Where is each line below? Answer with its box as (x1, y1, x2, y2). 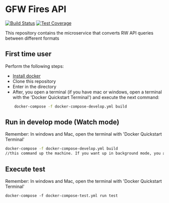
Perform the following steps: (5, 63, 64, 69)
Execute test (5, 165, 45, 173)
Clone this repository (12, 78, 56, 84)
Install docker (12, 73, 41, 79)
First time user (5, 50, 52, 58)
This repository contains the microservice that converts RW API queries (5, 30, 153, 36)
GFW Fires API (5, 4, 66, 15)
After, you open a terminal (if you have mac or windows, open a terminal (12, 89, 162, 95)
